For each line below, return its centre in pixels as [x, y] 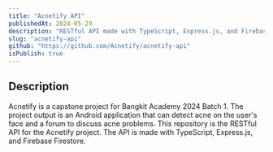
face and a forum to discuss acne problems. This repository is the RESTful [133, 124]
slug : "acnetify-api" [45, 39]
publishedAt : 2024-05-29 [50, 24]
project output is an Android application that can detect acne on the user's [133, 115]
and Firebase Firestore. [47, 141]
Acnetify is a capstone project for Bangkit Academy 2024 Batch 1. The [126, 106]
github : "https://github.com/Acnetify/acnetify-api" [100, 46]
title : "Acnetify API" [47, 16]
